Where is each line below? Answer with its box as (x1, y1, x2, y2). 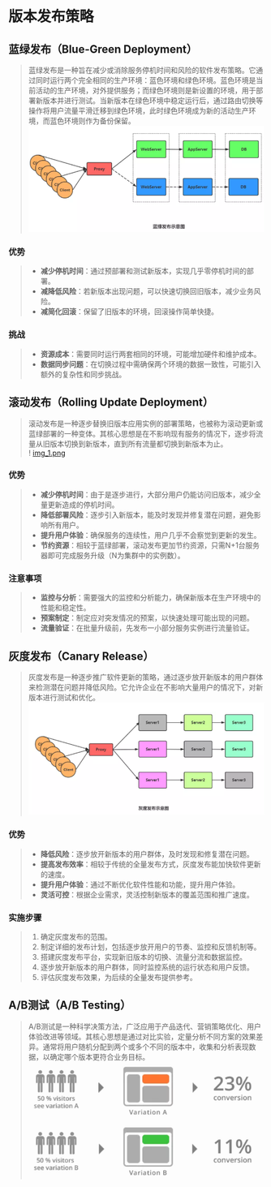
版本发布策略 (8, 7, 95, 26)
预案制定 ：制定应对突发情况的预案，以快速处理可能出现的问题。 (40, 613, 254, 623)
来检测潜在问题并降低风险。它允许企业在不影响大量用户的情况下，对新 (28, 682, 264, 692)
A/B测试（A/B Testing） (8, 999, 131, 1013)
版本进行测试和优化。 (28, 692, 100, 702)
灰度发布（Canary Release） (8, 649, 154, 663)
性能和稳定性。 (40, 603, 91, 613)
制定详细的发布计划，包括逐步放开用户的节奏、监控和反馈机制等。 (40, 942, 261, 952)
